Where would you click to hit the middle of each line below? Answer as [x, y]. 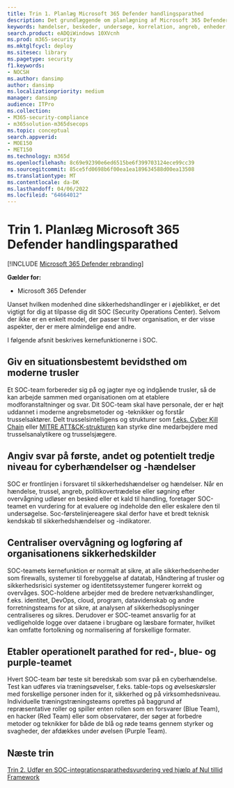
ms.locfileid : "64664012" [45, 195]
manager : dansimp [32, 98]
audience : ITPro [31, 105]
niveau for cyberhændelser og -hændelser [102, 467]
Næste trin [31, 753]
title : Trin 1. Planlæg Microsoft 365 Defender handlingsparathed [106, 14]
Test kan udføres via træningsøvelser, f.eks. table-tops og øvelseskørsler [111, 687]
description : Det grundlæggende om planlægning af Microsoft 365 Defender [118, 20]
